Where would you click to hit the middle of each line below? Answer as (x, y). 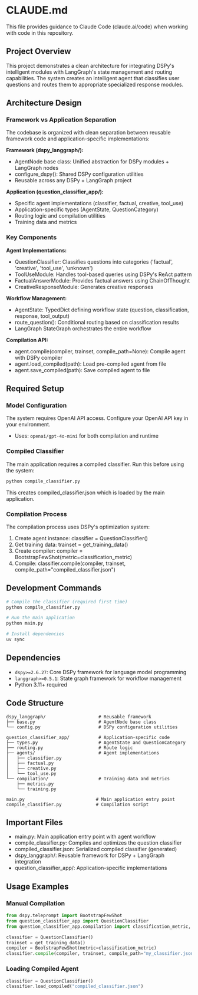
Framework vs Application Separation (61, 120)
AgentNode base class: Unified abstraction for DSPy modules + (92, 162)
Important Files (34, 822)
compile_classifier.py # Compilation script (77, 804)
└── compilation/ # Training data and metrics (88, 779)
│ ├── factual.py (30, 763)
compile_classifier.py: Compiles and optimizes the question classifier (98, 843)
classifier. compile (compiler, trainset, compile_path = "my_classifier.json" (101, 954)
